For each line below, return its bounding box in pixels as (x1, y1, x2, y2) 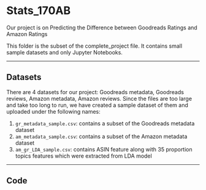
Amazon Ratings (6, 30, 48, 37)
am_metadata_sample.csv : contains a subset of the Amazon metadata (15, 133, 188, 140)
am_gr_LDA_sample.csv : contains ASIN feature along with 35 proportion (15, 145, 193, 153)
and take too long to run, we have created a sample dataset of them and (6, 101, 189, 109)
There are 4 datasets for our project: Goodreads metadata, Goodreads (6, 88, 184, 95)
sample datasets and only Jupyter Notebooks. (6, 48, 123, 56)
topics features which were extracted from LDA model (15, 152, 152, 159)
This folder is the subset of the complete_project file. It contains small (6, 42, 183, 49)
